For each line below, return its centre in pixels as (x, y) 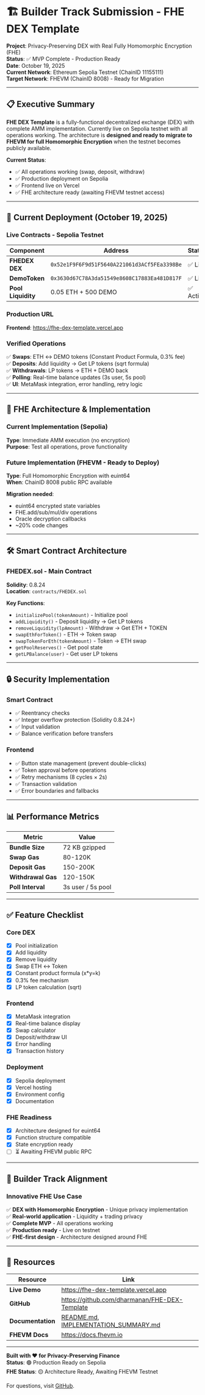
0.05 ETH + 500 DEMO (84, 292)
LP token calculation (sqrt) (48, 987)
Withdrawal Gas (33, 877)
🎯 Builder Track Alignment (57, 1179)
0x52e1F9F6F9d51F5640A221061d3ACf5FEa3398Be (116, 265)
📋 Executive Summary (51, 104)
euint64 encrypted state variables (58, 506)
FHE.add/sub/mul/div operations (56, 513)
